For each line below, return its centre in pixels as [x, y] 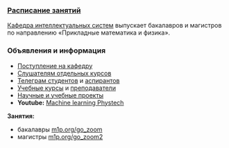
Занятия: [21, 115]
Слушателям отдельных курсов [64, 73]
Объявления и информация [57, 50]
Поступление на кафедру [55, 66]
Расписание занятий [44, 10]
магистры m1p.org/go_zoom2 [60, 136]
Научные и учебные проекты [60, 95]
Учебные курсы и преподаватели [67, 88]
